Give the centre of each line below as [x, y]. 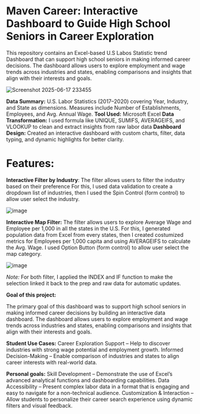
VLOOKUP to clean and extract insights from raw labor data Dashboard [94, 126]
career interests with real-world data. [51, 362]
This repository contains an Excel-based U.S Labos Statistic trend [87, 52]
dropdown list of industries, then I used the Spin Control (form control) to [96, 193]
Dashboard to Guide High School [88, 24]
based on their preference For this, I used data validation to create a [89, 186]
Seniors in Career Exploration [80, 36]
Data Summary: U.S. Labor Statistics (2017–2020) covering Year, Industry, [97, 101]
